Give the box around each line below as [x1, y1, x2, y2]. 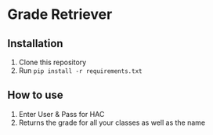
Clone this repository [18, 57, 87, 67]
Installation [7, 37, 63, 50]
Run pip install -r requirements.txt [18, 66, 143, 75]
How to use [7, 89, 63, 102]
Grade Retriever [7, 5, 113, 24]
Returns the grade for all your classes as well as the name [18, 118, 205, 127]
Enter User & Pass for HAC [18, 109, 105, 119]
